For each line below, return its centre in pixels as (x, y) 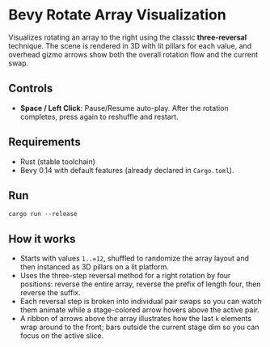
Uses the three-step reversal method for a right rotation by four (125, 276)
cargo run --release (43, 214)
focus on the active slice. (62, 336)
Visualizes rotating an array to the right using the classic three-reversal (128, 37)
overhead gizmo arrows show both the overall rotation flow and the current (133, 54)
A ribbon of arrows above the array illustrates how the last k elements (136, 319)
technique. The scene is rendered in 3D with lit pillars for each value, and (130, 45)
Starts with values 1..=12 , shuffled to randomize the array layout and (134, 258)
